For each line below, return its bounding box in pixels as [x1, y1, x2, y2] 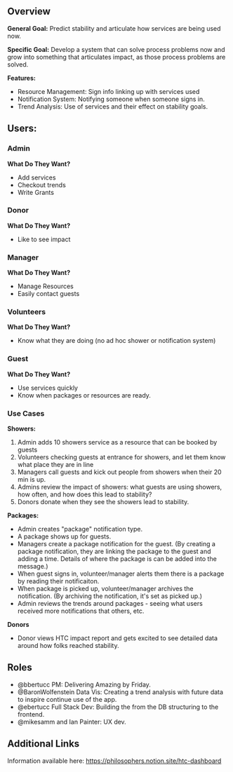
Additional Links [7, 738, 80, 750]
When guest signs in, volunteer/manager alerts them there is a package [17, 569, 225, 578]
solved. [7, 60, 29, 69]
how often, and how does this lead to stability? [17, 490, 152, 499]
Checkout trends [17, 180, 67, 189]
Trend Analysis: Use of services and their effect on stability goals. [17, 102, 208, 111]
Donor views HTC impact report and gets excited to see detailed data [17, 634, 218, 642]
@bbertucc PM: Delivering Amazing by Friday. [17, 680, 151, 689]
